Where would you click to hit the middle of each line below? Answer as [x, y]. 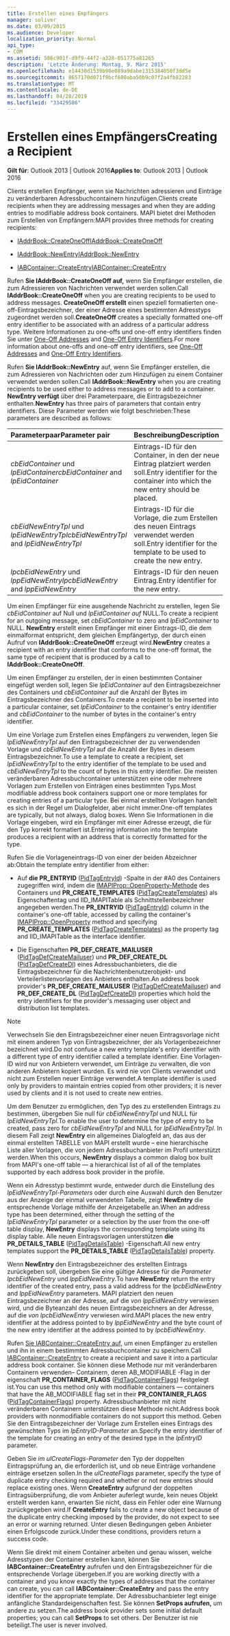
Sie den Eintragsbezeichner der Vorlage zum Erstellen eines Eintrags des [110, 1423]
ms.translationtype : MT [41, 84]
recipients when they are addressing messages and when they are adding [111, 205]
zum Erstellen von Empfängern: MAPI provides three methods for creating [111, 220]
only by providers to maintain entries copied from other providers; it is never [115, 1085]
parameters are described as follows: [60, 418]
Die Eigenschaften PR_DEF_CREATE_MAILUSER [85, 949]
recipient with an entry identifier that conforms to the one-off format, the [110, 649]
